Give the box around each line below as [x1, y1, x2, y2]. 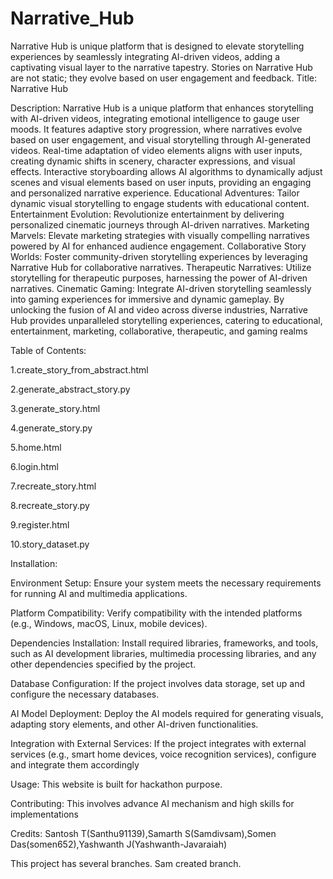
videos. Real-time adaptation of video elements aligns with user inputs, [10, 144, 303, 156]
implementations [10, 808, 80, 820]
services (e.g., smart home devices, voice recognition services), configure [10, 748, 317, 760]
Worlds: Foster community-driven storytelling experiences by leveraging [10, 250, 308, 262]
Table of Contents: [10, 344, 87, 356]
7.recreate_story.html [10, 480, 97, 492]
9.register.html [10, 518, 70, 531]
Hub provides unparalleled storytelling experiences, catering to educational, [10, 314, 323, 326]
